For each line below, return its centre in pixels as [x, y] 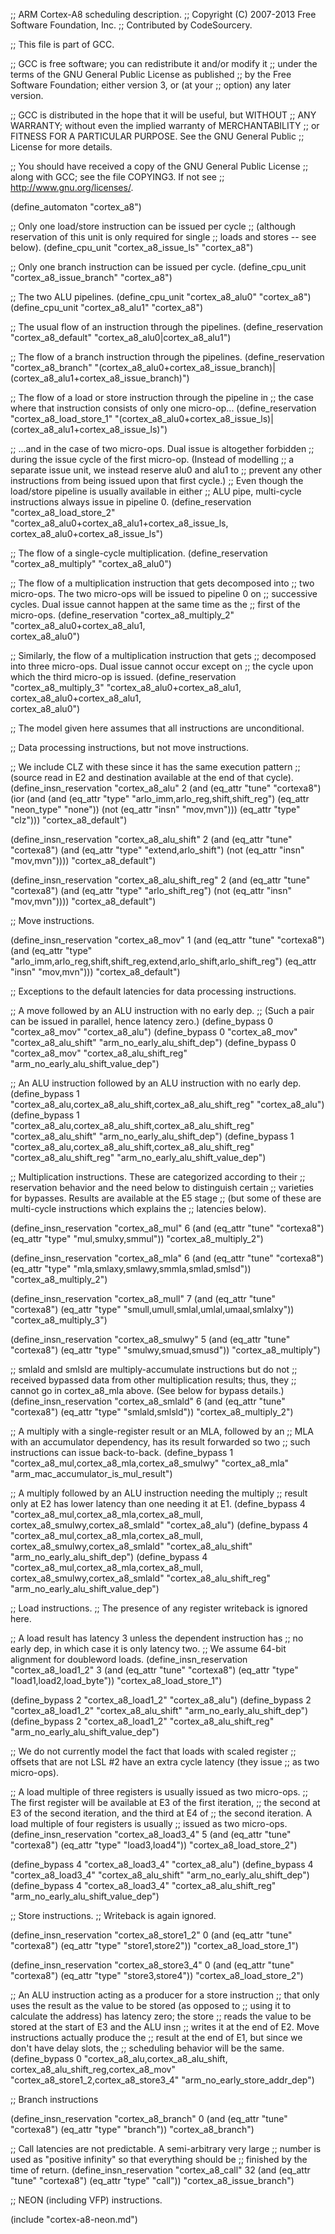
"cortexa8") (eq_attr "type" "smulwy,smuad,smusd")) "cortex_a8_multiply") [165, 1350]
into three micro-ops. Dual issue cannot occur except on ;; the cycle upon [162, 666]
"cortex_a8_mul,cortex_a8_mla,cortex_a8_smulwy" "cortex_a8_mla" [150, 1463]
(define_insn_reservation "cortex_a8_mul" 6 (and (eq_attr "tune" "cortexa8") [167, 1228]
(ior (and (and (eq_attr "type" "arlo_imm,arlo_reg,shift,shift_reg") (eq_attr [160, 798]
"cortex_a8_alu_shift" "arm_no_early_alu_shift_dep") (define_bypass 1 [152, 1136]
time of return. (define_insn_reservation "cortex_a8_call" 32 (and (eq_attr [160, 2170]
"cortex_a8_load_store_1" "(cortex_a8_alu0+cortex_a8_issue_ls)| [142, 418]
